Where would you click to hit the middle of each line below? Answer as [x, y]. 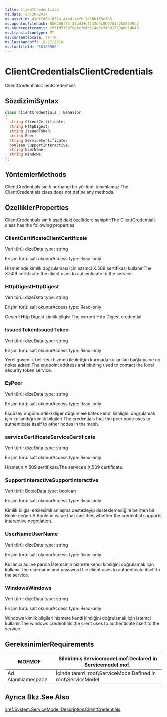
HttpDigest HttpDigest [32, 286]
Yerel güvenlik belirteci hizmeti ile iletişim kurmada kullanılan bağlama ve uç [83, 359]
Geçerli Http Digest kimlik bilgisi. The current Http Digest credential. [74, 317]
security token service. [29, 370]
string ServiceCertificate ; [39, 140]
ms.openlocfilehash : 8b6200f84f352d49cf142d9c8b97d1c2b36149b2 [72, 24]
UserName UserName [32, 534]
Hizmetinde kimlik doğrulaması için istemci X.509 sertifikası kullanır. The [78, 268]
